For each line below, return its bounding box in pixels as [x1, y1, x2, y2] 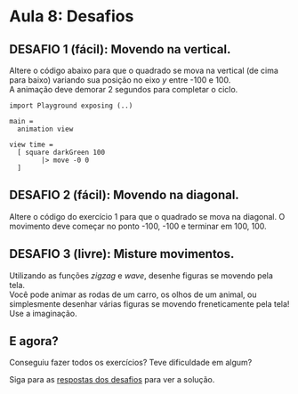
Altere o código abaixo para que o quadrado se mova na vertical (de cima [9, 65, 278, 76]
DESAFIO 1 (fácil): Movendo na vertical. [9, 42, 231, 57]
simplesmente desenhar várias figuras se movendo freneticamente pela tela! [9, 298, 290, 309]
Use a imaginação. [9, 308, 77, 318]
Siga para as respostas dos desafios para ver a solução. [9, 374, 215, 385]
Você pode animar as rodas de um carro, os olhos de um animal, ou [9, 289, 257, 300]
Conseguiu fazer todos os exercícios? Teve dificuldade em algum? [9, 358, 253, 368]
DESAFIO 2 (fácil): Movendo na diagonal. [9, 188, 240, 203]
